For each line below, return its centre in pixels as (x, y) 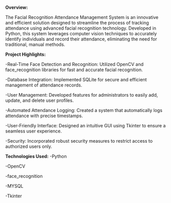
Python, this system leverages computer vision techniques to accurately (81, 33)
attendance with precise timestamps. (44, 116)
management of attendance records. (44, 85)
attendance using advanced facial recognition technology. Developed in (81, 28)
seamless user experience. (34, 131)
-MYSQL (15, 186)
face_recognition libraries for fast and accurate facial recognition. (74, 70)
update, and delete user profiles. (40, 100)
